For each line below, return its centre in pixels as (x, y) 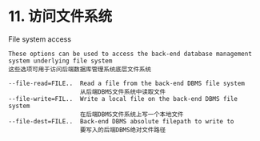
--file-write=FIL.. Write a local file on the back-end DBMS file (123, 99)
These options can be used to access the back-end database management (130, 54)
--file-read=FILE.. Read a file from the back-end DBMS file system (127, 83)
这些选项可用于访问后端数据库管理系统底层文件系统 (80, 69)
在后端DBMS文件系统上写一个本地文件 (132, 114)
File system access (40, 39)
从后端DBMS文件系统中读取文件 (123, 92)
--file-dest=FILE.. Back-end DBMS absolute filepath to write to (121, 121)
